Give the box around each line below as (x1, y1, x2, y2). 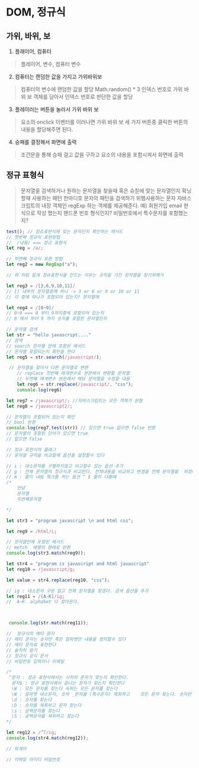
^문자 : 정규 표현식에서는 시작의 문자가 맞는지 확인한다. (8, 675, 129, 681)
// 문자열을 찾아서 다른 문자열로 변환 (8, 365, 89, 371)
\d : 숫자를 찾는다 (11, 697, 52, 703)
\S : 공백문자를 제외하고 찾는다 (11, 713, 79, 719)
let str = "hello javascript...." (6, 332, 92, 338)
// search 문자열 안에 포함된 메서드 (6, 343, 86, 349)
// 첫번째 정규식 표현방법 (6, 234, 60, 240)
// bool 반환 (6, 420, 36, 426)
